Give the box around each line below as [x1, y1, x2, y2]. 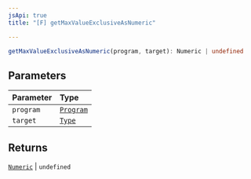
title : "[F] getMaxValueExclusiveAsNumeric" [8, 19, 156, 27]
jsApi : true [8, 11, 47, 20]
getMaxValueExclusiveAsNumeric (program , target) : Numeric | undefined [8, 47, 244, 55]
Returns [8, 141, 49, 154]
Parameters [8, 68, 67, 82]
